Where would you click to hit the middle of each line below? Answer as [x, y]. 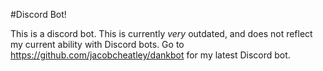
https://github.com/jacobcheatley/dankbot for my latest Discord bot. [150, 55]
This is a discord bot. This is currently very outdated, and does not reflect [161, 33]
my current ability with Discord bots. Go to [97, 44]
